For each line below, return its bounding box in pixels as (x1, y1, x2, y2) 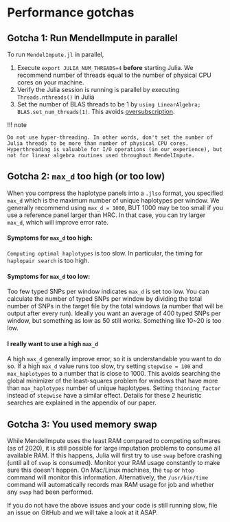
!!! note (7, 121, 27, 128)
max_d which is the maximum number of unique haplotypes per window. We (7, 196, 220, 204)
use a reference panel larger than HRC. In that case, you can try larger (7, 211, 206, 219)
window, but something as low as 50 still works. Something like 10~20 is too (7, 317, 222, 325)
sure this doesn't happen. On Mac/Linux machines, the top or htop (7, 466, 194, 475)
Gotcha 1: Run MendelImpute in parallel (7, 32, 179, 44)
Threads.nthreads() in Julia (16, 93, 95, 101)
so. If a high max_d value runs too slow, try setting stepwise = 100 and (7, 362, 203, 370)
